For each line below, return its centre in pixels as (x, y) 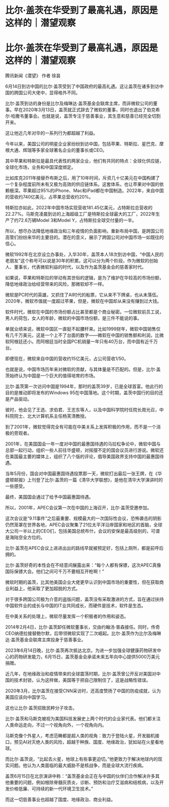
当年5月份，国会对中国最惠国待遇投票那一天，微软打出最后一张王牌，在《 (81, 473)
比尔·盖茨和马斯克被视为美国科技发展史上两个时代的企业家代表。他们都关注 (83, 719)
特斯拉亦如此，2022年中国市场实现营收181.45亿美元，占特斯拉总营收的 (79, 208)
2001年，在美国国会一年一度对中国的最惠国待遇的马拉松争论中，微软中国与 (83, 444)
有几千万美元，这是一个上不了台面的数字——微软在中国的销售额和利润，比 (82, 335)
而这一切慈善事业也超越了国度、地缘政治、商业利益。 (60, 799)
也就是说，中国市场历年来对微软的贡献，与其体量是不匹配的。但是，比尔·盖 (83, 369)
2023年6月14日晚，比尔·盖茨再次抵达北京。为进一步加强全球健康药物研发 (81, 650)
